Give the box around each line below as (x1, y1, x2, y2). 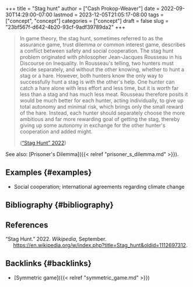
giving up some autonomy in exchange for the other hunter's (19, 122, 166, 129)
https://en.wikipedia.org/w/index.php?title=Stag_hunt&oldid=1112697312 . (13, 242, 188, 249)
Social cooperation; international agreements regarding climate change (13, 183, 185, 190)
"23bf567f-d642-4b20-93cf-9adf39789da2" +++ (5, 23, 126, 30)
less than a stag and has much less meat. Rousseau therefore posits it (19, 91, 188, 98)
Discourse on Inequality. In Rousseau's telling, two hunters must (19, 60, 174, 67)
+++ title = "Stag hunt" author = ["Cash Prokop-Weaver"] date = (5, 5, 160, 12)
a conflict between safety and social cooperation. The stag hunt (19, 47, 174, 54)
